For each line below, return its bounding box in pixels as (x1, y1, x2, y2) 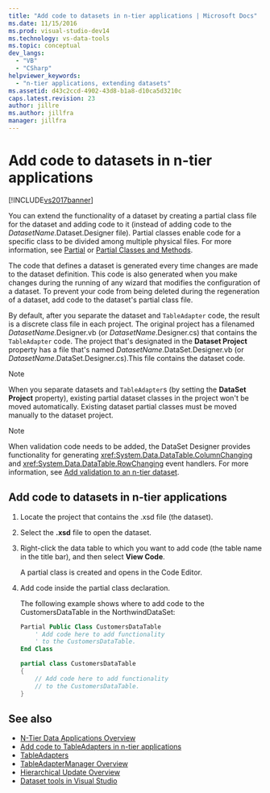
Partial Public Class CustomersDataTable (19, 622, 162, 631)
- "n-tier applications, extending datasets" (15, 79, 172, 87)
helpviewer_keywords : (8, 72, 81, 80)
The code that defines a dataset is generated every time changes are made (8, 260, 259, 270)
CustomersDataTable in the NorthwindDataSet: (19, 607, 176, 617)
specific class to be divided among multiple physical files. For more (8, 236, 232, 246)
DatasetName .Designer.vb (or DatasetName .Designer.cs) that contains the (8, 327, 258, 337)
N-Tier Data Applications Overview (19, 733, 136, 743)
